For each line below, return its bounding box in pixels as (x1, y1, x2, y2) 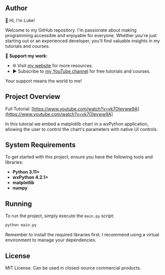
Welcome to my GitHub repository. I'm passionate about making (5, 27, 136, 33)
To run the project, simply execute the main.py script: (5, 213, 114, 219)
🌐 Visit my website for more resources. (12, 62, 93, 68)
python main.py (5, 223, 37, 228)
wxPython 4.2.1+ (12, 174, 48, 180)
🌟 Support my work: (5, 53, 47, 59)
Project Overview (5, 92, 60, 101)
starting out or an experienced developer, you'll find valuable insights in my (5, 38, 160, 44)
